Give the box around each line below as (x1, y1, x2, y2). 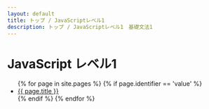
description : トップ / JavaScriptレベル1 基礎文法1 (7, 23, 153, 30)
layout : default (7, 10, 55, 18)
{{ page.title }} (17, 87, 59, 96)
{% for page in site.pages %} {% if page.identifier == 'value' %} (17, 79, 203, 88)
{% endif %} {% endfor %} (17, 94, 95, 103)
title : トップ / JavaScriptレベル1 (7, 17, 105, 24)
